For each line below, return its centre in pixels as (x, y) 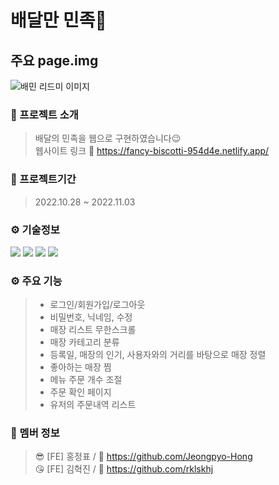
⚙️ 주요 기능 (36, 281)
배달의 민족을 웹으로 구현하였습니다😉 (108, 138)
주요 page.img (54, 60)
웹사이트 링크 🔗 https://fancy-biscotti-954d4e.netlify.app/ (152, 151)
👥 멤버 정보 (35, 433)
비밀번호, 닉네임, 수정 (91, 317)
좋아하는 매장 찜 (80, 367)
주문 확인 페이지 (80, 392)
